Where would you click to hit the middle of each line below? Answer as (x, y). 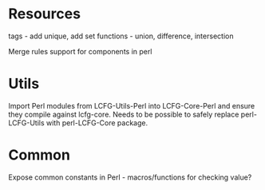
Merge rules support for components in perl (80, 51)
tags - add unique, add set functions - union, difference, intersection (121, 36)
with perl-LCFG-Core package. (97, 123)
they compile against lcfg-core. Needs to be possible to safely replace (124, 114)
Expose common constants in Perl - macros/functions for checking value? (130, 177)
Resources (45, 14)
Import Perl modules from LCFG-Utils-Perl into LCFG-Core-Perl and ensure (132, 105)
